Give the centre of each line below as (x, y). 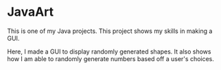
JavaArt (31, 12)
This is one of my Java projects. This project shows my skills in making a (110, 31)
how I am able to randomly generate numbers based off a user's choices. (111, 58)
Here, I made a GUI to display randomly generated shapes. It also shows (109, 51)
